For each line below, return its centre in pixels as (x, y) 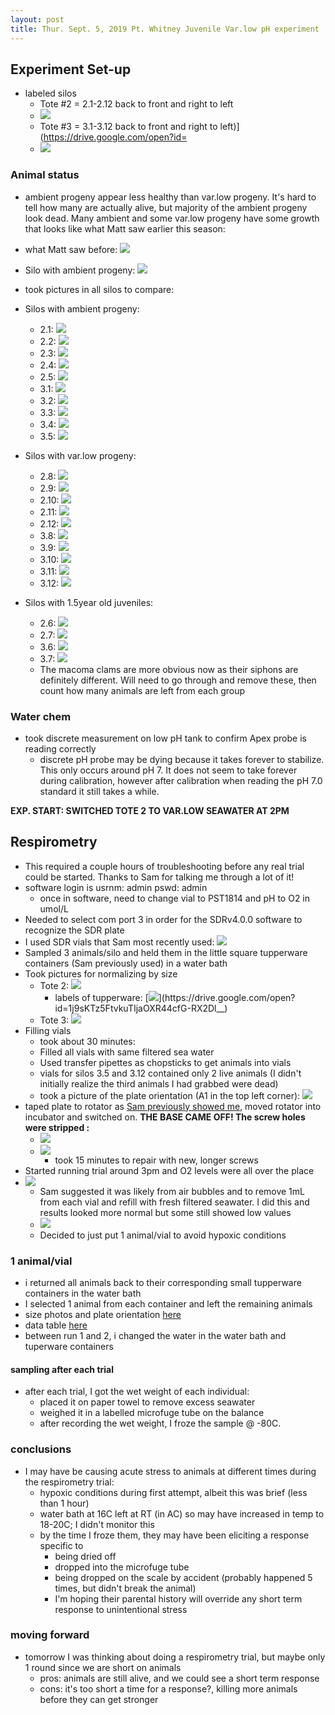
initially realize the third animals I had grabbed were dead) (159, 1083)
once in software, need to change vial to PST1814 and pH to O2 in (175, 898)
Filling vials (48, 1030)
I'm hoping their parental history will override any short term (178, 1598)
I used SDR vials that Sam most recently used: (119, 942)
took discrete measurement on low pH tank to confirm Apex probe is (165, 738)
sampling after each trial (62, 1369)
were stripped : (57, 1127)
